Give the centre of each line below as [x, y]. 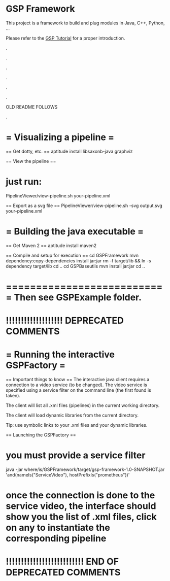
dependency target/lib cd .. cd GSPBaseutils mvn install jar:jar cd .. [75, 266]
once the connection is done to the [80, 495]
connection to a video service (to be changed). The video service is [77, 385]
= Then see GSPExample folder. [74, 297]
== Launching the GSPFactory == [41, 435]
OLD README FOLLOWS [32, 107]
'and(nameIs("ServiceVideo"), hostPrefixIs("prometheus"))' [68, 475]
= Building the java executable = [75, 231]
